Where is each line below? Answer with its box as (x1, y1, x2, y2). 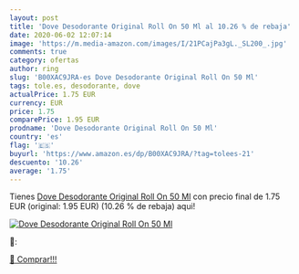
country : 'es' (9, 132, 64, 142)
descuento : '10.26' (9, 157, 84, 167)
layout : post (9, 13, 59, 23)
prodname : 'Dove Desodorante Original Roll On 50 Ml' (9, 124, 219, 133)
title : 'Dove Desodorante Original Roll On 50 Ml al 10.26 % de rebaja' (9, 22, 292, 31)
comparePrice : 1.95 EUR (9, 115, 100, 124)
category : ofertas (9, 56, 79, 65)
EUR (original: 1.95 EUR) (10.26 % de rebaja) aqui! (9, 201, 196, 212)
